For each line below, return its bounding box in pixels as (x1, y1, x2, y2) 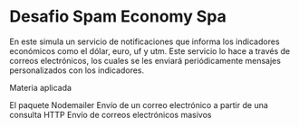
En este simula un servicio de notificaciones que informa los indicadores (9, 36, 280, 47)
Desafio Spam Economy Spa (9, 6, 227, 27)
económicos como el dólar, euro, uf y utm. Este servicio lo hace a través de (9, 45, 291, 56)
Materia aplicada (9, 82, 72, 93)
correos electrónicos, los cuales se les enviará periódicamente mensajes (9, 55, 281, 66)
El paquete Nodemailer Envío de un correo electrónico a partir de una (9, 99, 269, 110)
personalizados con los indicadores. (9, 65, 145, 76)
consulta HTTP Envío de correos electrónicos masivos (9, 109, 212, 120)
